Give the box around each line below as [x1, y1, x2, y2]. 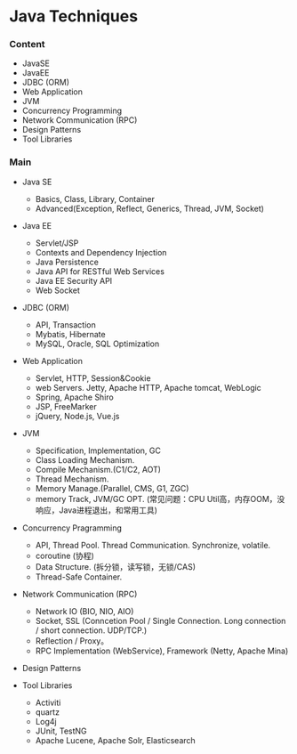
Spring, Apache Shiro [35, 392, 114, 402]
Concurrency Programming [21, 105, 123, 117]
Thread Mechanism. [35, 474, 109, 484]
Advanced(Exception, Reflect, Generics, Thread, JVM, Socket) [35, 203, 265, 214]
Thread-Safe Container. [35, 572, 123, 582]
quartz [35, 706, 60, 718]
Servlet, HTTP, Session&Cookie [35, 372, 151, 384]
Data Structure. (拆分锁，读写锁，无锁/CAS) [35, 561, 196, 572]
